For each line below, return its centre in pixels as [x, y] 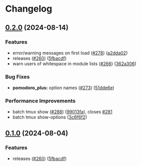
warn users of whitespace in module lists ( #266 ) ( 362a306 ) [75, 63]
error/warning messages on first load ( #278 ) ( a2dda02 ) [70, 53]
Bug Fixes [18, 76]
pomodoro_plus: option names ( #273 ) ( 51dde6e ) [63, 88]
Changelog [29, 9]
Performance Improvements [41, 101]
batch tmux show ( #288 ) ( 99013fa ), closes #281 [62, 112]
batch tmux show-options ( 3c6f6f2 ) [50, 117]
